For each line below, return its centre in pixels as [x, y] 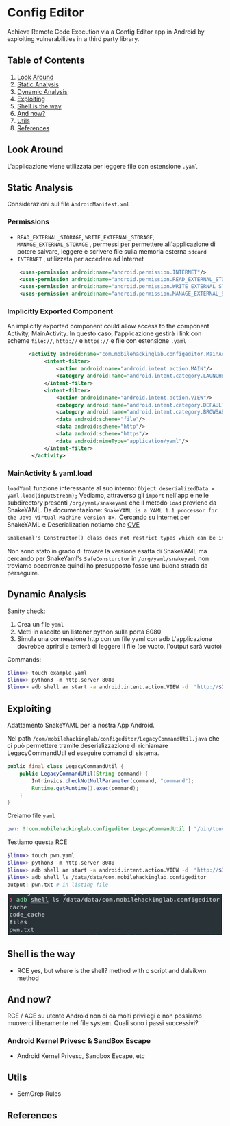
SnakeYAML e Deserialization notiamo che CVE [74, 524]
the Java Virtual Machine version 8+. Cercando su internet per [99, 517]
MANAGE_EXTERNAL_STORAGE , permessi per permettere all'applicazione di [116, 244]
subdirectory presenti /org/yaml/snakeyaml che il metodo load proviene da [112, 503]
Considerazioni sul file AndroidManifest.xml [68, 204]
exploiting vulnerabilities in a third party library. [73, 38]
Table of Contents [46, 61]
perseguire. [23, 573]
